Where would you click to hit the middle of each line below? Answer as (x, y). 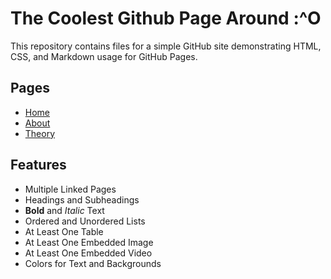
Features (38, 165)
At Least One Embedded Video (88, 253)
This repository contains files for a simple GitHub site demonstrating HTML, (166, 46)
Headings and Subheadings (82, 199)
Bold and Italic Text (64, 210)
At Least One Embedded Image (89, 242)
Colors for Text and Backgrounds (93, 263)
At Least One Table (64, 231)
